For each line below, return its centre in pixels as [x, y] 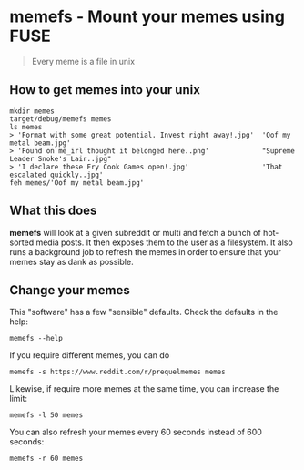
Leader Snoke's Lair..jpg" [61, 158]
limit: [19, 399]
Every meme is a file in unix [83, 61]
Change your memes [70, 290]
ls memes [26, 127]
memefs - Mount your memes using [147, 17]
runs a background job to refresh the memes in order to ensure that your [146, 251]
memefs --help [36, 339]
